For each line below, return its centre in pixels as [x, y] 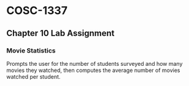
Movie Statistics [31, 51]
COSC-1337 [37, 11]
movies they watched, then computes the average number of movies [93, 70]
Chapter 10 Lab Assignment [60, 33]
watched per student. [33, 76]
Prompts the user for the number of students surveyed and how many [94, 63]
